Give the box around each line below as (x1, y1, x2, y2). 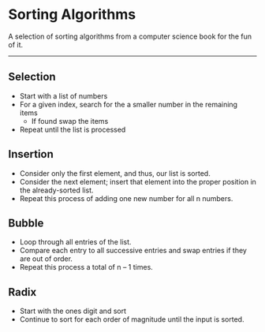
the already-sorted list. (19, 185, 94, 195)
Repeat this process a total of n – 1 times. (19, 263, 154, 272)
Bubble (8, 216, 44, 229)
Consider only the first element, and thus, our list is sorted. (19, 168, 211, 178)
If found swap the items (31, 116, 109, 125)
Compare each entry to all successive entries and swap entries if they (19, 246, 247, 256)
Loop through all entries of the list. (19, 237, 132, 247)
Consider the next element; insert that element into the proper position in (19, 177, 256, 186)
